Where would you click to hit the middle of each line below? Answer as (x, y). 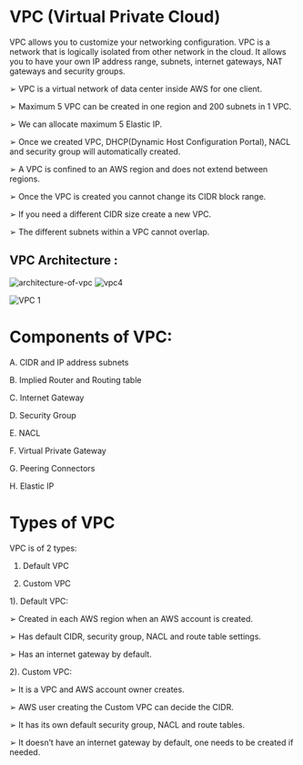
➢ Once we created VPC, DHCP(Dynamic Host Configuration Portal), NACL (150, 141)
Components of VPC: (91, 337)
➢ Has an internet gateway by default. (81, 654)
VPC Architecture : (64, 260)
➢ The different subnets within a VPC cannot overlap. (110, 232)
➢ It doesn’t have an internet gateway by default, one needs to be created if (151, 742)
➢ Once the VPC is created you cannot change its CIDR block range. (138, 196)
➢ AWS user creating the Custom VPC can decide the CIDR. (121, 707)
